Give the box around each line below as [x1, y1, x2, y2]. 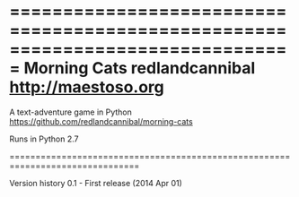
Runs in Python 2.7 [9, 133, 79, 144]
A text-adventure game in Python [9, 107, 133, 117]
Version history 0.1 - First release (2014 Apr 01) [9, 177, 182, 188]
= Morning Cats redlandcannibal [9, 58, 256, 79]
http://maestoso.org [9, 77, 164, 98]
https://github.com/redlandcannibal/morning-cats [9, 116, 193, 126]
